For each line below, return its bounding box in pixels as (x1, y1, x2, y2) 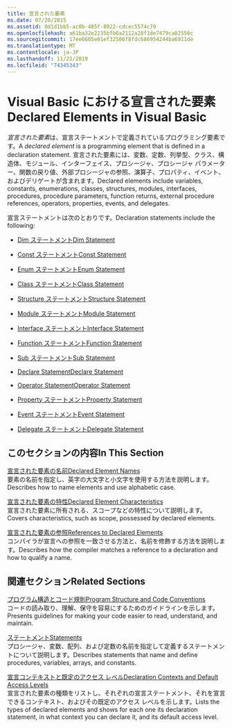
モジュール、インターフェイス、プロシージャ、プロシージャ (25, 159, 194, 167)
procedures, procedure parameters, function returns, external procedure (7, 192, 215, 200)
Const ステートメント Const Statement (17, 250, 127, 258)
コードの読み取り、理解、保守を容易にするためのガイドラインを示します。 (7, 604, 220, 612)
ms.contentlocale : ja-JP (7, 49, 79, 56)
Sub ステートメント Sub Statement (17, 354, 116, 362)
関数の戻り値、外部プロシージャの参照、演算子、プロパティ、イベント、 (19, 167, 225, 176)
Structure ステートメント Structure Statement (17, 295, 146, 303)
